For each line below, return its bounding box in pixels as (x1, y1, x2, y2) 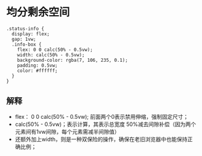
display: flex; (11, 31, 50, 37)
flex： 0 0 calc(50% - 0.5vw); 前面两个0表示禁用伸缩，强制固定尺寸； (14, 113, 189, 120)
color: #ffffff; (17, 67, 58, 74)
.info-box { (11, 41, 42, 47)
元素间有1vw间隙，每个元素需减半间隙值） (14, 128, 120, 135)
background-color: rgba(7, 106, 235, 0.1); (17, 57, 128, 63)
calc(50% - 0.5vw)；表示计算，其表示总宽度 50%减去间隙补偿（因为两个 (14, 121, 197, 128)
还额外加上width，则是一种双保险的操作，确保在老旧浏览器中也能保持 (14, 136, 188, 143)
